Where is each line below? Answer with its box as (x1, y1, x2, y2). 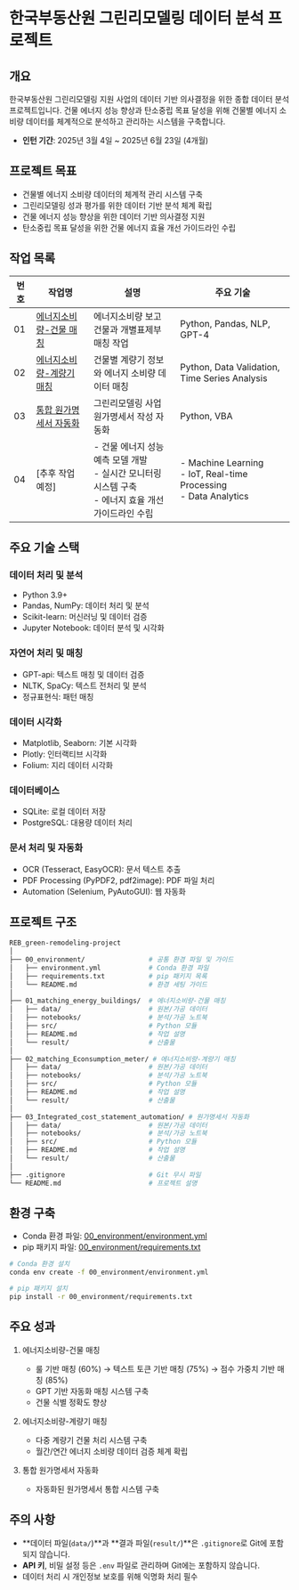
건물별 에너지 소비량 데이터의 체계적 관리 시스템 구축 (21, 189, 203, 199)
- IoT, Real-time (180, 467, 248, 480)
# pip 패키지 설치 (9, 1284, 69, 1294)
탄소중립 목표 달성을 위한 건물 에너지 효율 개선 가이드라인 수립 (21, 222, 236, 232)
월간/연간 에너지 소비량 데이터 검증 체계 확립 (35, 1446, 189, 1456)
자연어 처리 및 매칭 (9, 647, 84, 660)
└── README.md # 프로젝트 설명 (9, 1179, 198, 1188)
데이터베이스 (9, 784, 61, 797)
